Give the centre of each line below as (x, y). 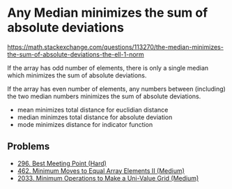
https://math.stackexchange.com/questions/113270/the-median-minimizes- (116, 47)
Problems (29, 147)
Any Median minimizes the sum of (108, 13)
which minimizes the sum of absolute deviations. (77, 75)
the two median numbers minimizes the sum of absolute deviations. (104, 96)
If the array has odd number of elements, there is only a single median (108, 68)
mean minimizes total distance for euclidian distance (93, 109)
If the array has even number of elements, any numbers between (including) (117, 89)
